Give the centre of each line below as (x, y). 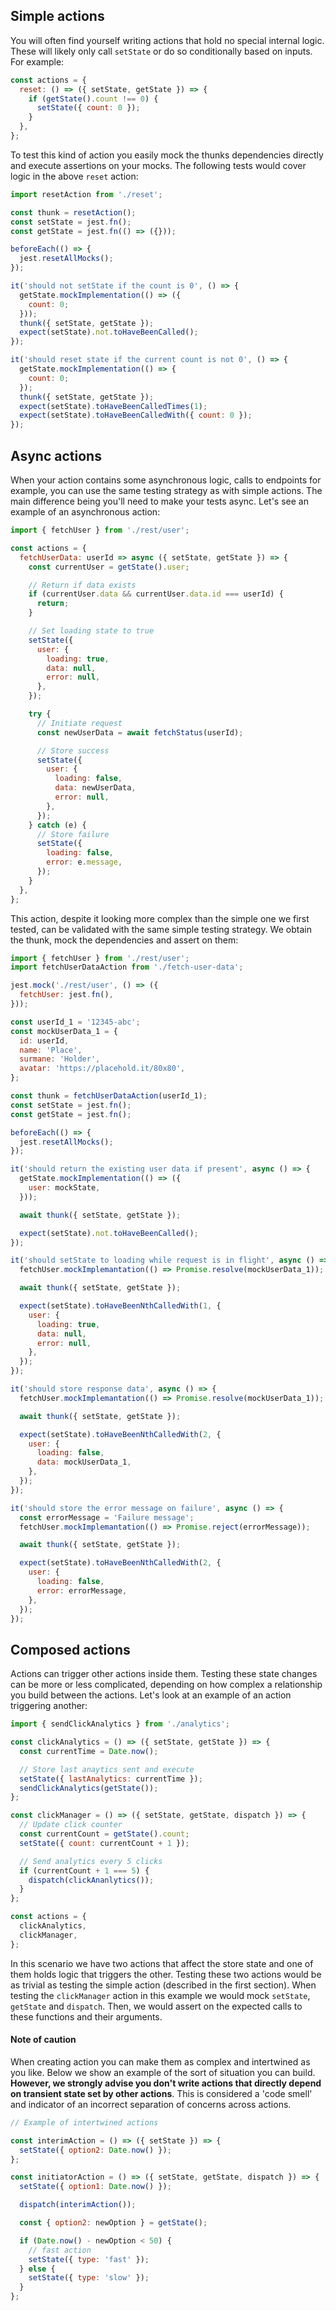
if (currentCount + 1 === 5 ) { (84, 1870)
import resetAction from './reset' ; (86, 194)
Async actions (56, 455)
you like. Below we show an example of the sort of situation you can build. (163, 2072)
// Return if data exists (82, 585)
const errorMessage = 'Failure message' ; (107, 1517)
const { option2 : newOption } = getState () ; (113, 2223)
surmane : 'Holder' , (60, 1059)
